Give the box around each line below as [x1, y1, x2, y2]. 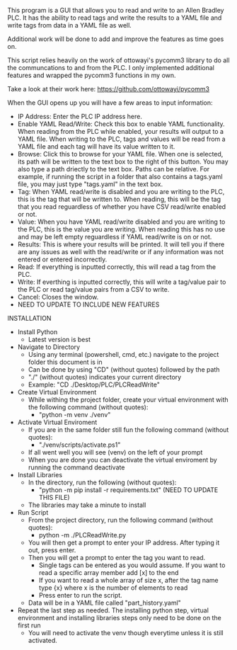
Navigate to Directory [17, 343, 80, 351]
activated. [28, 637, 58, 644]
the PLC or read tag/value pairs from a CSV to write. [17, 285, 170, 293]
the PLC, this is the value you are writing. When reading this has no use [17, 225, 226, 233]
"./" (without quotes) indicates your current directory [28, 373, 182, 381]
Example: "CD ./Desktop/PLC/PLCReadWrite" [28, 380, 161, 389]
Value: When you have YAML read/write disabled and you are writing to [17, 217, 226, 226]
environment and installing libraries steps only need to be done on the [17, 614, 221, 622]
